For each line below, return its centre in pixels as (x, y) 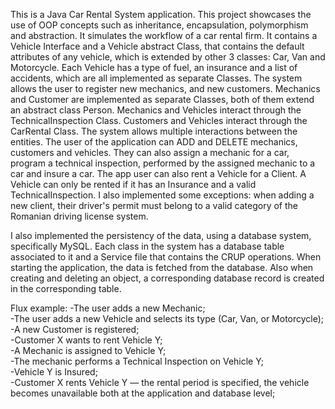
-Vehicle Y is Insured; (54, 372)
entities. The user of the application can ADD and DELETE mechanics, (154, 142)
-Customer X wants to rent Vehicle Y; (86, 340)
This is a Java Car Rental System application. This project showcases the (161, 14)
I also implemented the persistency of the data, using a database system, (161, 235)
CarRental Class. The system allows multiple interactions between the (154, 131)
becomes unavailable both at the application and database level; (143, 393)
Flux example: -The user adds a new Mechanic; (108, 308)
